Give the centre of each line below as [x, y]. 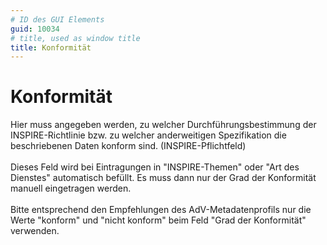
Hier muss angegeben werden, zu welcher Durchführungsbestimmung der [163, 125]
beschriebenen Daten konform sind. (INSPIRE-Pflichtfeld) [128, 146]
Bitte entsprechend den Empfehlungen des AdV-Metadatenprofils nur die [161, 210]
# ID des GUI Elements [57, 19]
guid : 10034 [35, 29]
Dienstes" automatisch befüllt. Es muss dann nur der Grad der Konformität [163, 178]
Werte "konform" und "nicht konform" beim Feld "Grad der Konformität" [158, 220]
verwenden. [35, 231]
